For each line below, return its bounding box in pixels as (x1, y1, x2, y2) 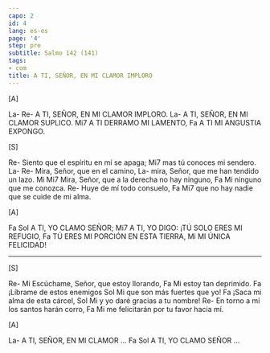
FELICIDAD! (8, 240, 47, 249)
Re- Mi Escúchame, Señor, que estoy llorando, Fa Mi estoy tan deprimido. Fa (8, 278, 262, 288)
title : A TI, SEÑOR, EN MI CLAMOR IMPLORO (8, 72, 153, 80)
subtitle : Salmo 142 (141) (8, 49, 99, 57)
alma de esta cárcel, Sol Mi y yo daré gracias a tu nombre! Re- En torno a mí (8, 295, 260, 306)
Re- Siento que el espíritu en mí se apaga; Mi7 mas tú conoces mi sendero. (8, 158, 257, 167)
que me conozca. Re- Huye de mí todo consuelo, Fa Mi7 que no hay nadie (8, 183, 253, 193)
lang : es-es (8, 27, 48, 35)
